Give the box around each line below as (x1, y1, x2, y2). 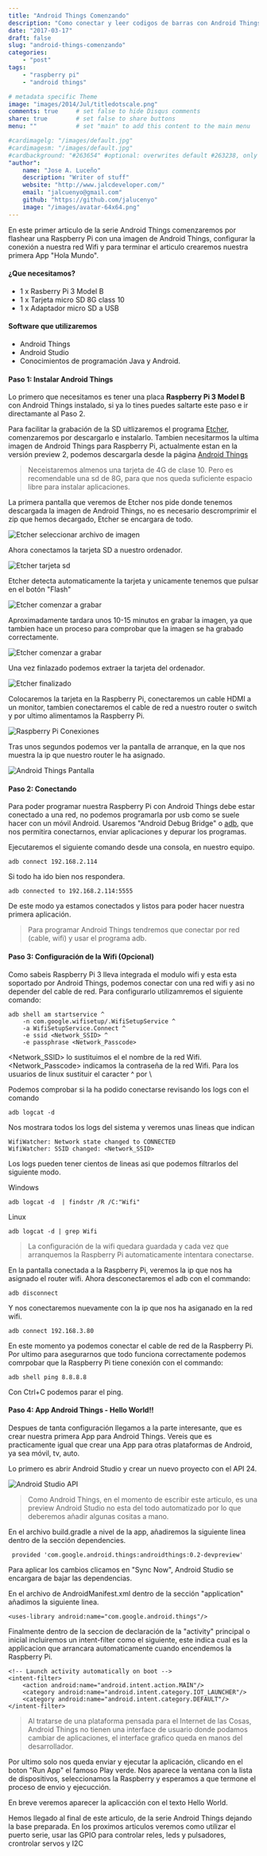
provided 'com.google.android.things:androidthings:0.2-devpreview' (11, 1550, 244, 1559)
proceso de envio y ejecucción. (8, 1782, 111, 1792)
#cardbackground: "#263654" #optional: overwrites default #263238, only (8, 151, 258, 159)
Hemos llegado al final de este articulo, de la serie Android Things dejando (8, 1813, 253, 1823)
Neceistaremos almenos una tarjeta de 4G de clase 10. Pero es (27, 465, 234, 475)
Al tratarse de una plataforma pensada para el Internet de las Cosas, (27, 1716, 252, 1725)
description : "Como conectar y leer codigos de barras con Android (8, 19, 237, 27)
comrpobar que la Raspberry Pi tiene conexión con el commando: (8, 1358, 224, 1367)
